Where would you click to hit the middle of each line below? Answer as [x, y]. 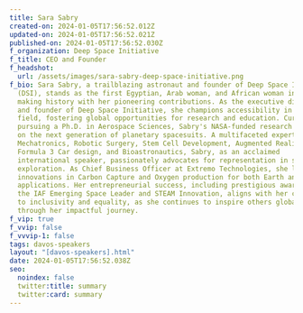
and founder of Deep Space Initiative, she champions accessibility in [155, 110]
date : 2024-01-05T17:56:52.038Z [70, 261]
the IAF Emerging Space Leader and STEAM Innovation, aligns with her [153, 194]
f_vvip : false [36, 227]
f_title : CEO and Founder [58, 60]
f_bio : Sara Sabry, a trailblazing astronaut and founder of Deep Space [149, 85]
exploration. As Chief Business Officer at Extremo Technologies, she [153, 169]
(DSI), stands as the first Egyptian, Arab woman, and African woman [151, 93]
